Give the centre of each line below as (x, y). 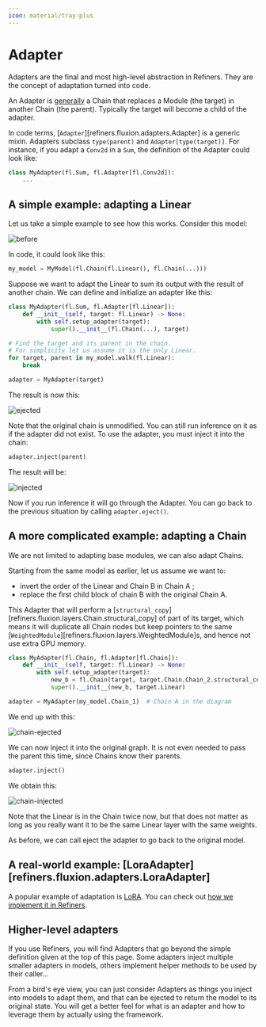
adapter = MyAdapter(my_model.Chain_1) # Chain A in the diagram (120, 701)
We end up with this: (42, 716)
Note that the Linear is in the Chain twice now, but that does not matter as (128, 816)
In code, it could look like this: (57, 254)
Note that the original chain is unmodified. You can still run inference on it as (133, 426)
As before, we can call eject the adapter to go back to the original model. (127, 840)
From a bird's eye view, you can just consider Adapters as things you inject (130, 989)
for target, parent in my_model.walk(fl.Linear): (92, 358)
